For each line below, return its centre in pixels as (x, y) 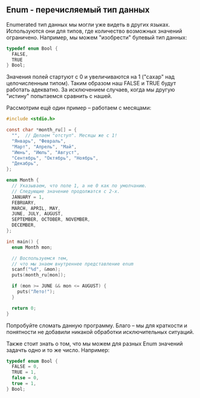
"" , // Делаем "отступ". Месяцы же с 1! (65, 135)
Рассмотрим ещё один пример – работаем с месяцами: (79, 108)
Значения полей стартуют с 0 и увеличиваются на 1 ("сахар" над (91, 77)
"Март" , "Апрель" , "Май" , (44, 147)
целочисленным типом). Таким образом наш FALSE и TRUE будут (91, 83)
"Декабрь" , (25, 164)
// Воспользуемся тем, (40, 258)
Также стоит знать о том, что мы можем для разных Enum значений (95, 344)
